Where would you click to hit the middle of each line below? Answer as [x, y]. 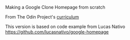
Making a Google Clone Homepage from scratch [55, 7]
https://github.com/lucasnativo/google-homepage [57, 32]
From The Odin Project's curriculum [42, 17]
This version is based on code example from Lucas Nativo [65, 26]
